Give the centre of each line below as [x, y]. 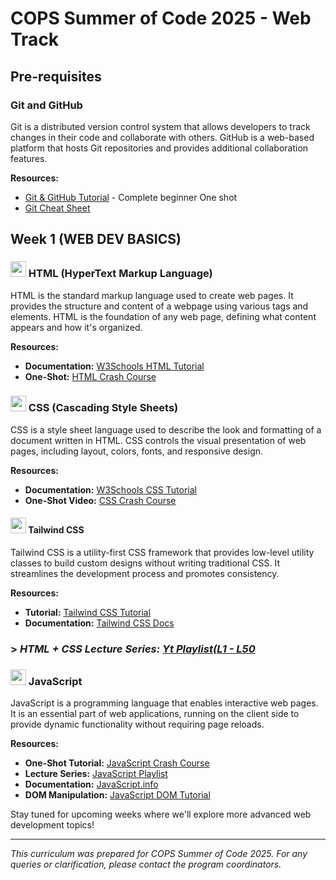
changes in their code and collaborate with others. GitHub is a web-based [162, 137]
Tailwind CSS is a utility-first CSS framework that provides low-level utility [162, 553]
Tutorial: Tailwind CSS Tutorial [88, 613]
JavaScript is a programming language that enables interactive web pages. [164, 703]
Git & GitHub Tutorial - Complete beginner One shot [131, 197]
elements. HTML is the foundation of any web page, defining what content [163, 316]
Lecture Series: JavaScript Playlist [96, 774]
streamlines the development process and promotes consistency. [145, 574]
